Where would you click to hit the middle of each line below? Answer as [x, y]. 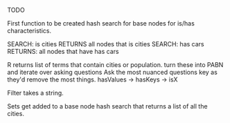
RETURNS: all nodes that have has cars [63, 51]
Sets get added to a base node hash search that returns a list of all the [107, 106]
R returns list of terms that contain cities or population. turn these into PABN [115, 65]
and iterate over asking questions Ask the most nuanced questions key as [113, 72]
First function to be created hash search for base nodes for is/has [101, 23]
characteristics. [29, 31]
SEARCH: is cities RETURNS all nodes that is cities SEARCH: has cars [106, 44]
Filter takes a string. [35, 93]
